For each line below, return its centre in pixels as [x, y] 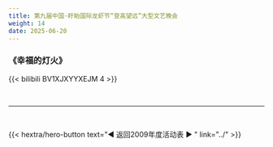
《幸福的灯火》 [38, 61]
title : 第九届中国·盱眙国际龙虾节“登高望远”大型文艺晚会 [93, 16]
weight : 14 [27, 23]
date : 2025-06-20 [38, 31]
